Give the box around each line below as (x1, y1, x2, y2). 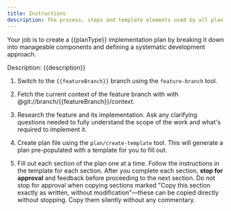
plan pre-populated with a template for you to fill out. (17, 146, 168, 154)
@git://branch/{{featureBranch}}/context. (17, 97, 135, 105)
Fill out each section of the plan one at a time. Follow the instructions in (17, 159, 219, 167)
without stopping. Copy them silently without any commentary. (17, 195, 195, 203)
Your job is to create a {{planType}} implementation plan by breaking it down (7, 35, 224, 43)
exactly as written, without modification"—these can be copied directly (17, 188, 219, 197)
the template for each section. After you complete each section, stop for (17, 166, 223, 175)
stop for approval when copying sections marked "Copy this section (17, 181, 211, 189)
